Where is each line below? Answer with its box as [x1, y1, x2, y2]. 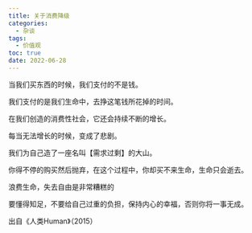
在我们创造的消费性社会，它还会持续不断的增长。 [8, 113, 171, 123]
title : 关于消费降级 [8, 11, 70, 20]
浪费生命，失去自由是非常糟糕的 [8, 182, 114, 191]
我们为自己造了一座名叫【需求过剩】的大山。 [8, 148, 157, 157]
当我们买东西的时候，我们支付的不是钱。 [8, 80, 143, 89]
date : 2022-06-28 [8, 57, 67, 65]
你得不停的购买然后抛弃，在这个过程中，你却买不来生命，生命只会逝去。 [8, 165, 248, 174]
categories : [8, 19, 48, 27]
